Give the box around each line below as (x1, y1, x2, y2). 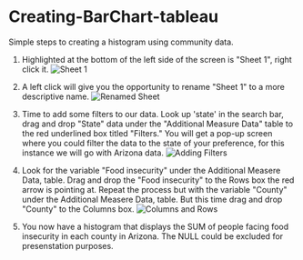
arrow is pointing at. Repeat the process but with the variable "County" (21, 184, 288, 195)
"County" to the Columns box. (21, 203, 135, 215)
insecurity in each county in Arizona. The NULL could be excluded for (21, 230, 284, 242)
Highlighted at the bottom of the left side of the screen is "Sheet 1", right (21, 54, 292, 65)
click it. (21, 64, 49, 75)
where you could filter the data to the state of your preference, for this (21, 137, 285, 148)
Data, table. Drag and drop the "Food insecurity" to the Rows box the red (21, 175, 295, 185)
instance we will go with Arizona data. (21, 147, 165, 158)
